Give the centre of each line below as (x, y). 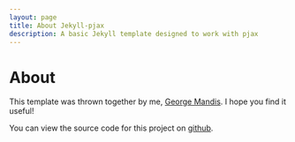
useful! (22, 111)
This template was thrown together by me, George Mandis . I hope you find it (148, 101)
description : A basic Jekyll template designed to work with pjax (134, 34)
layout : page (33, 17)
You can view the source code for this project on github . (111, 128)
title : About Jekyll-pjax (57, 26)
